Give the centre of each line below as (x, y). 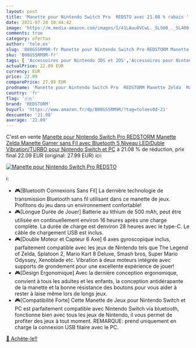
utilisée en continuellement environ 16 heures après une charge (91, 220)
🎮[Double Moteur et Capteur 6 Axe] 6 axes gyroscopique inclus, (92, 239)
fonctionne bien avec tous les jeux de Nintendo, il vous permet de (93, 315)
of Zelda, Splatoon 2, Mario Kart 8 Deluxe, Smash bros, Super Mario (96, 254)
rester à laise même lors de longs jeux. (61, 294)
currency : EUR (23, 71)
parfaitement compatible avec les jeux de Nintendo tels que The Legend (101, 248)
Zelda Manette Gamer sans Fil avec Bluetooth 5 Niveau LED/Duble (85, 143)
